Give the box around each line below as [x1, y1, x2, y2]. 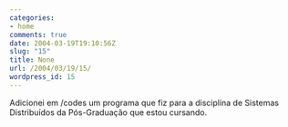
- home [9, 22, 35, 31]
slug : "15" [9, 47, 51, 56]
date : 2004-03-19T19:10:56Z [9, 38, 117, 48]
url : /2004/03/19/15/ [9, 64, 92, 73]
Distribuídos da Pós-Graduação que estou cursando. [9, 106, 208, 118]
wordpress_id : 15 [9, 73, 76, 82]
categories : [9, 13, 55, 23]
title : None [9, 55, 55, 64]
